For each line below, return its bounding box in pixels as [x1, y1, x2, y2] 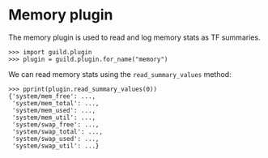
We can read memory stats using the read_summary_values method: [8, 69, 232, 79]
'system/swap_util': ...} [11, 142, 100, 150]
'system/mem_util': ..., [11, 113, 96, 122]
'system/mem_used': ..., [11, 106, 96, 114]
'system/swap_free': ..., [11, 120, 100, 129]
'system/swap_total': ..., [11, 127, 104, 135]
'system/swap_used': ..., [11, 135, 100, 143]
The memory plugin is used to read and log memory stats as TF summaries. [8, 32, 261, 42]
